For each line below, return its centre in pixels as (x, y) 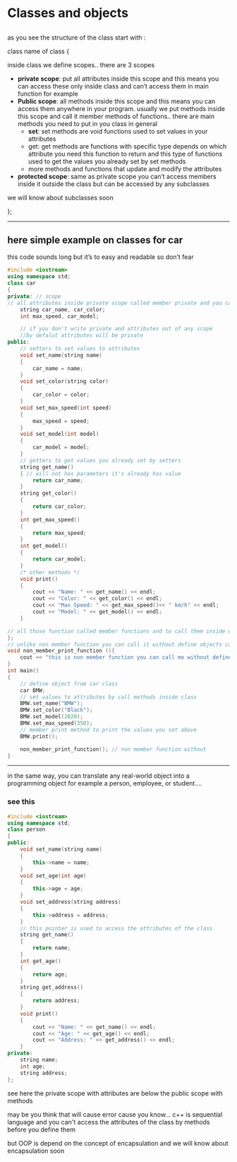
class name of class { (38, 51)
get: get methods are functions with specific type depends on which (127, 146)
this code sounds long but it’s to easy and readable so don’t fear (101, 257)
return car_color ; (60, 507)
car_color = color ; (61, 395)
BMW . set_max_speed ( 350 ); (56, 723)
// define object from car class (69, 684)
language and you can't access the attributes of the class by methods (109, 1122)
